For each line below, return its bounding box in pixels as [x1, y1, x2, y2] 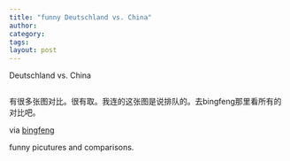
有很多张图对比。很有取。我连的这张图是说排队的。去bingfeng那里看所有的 [9, 96, 282, 107]
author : [9, 21, 38, 30]
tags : [9, 37, 29, 47]
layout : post [9, 46, 57, 55]
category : [9, 29, 46, 38]
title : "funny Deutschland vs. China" [9, 12, 152, 22]
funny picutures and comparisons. [9, 142, 134, 153]
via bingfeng [9, 125, 55, 135]
